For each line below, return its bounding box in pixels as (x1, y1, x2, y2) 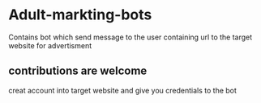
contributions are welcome (8, 64, 148, 78)
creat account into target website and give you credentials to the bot (8, 85, 237, 95)
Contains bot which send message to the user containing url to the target (8, 32, 253, 42)
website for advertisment (8, 40, 92, 50)
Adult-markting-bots (8, 6, 152, 24)
